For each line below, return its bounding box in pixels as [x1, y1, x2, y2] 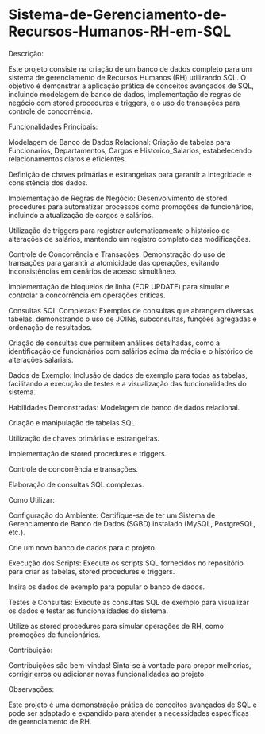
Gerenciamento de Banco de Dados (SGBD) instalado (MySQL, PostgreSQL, [8, 518, 256, 528]
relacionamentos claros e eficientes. [8, 153, 127, 164]
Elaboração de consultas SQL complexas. [8, 480, 144, 489]
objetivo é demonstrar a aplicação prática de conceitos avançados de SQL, [8, 81, 254, 91]
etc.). [8, 527, 25, 537]
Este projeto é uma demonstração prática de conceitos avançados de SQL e [8, 700, 258, 709]
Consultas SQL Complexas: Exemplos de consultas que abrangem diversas [8, 305, 254, 315]
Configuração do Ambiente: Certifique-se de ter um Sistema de [8, 511, 216, 520]
